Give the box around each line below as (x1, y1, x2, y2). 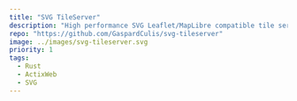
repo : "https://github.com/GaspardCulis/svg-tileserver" (9, 29, 224, 38)
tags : (9, 54, 29, 62)
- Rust (17, 62, 42, 71)
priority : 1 (9, 46, 53, 54)
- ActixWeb (17, 70, 57, 79)
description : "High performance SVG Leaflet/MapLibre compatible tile (9, 21, 275, 30)
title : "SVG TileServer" (9, 12, 101, 22)
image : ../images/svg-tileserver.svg (9, 37, 148, 47)
